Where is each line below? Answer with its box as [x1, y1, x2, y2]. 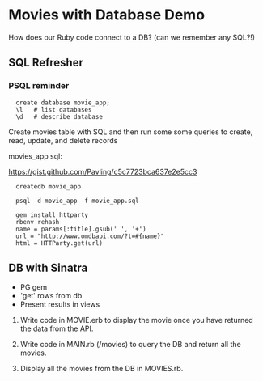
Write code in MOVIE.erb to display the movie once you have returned [19, 315, 253, 325]
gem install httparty [15, 210, 89, 219]
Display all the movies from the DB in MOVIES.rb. [19, 364, 184, 374]
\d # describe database [15, 112, 104, 121]
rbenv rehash [15, 218, 60, 226]
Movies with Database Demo [8, 6, 205, 24]
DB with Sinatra [8, 261, 88, 275]
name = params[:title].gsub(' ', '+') [15, 225, 147, 233]
